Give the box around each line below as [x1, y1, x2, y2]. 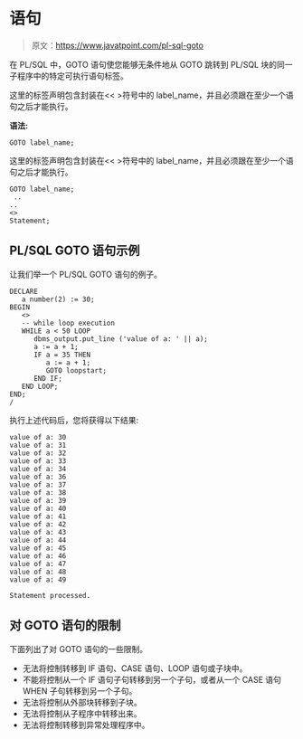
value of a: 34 [9, 464, 67, 473]
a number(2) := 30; [21, 295, 95, 304]
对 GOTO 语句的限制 [9, 618, 121, 633]
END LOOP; [21, 382, 59, 391]
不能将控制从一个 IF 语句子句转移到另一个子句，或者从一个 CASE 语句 [22, 674, 282, 685]
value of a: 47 [9, 559, 67, 568]
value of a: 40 [9, 504, 67, 513]
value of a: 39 [9, 496, 67, 505]
